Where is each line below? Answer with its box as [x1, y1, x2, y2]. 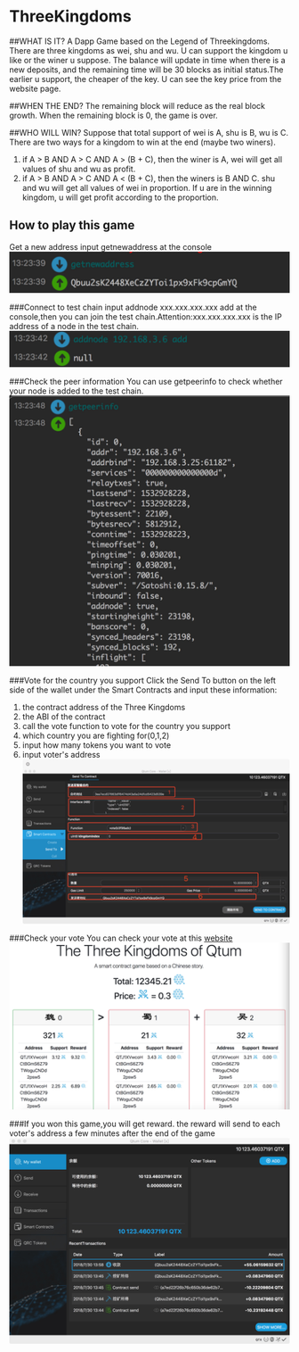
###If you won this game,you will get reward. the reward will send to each [9, 1118, 280, 1129]
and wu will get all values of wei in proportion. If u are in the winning [21, 182, 272, 193]
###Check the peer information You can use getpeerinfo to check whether [9, 377, 283, 387]
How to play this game [9, 218, 135, 233]
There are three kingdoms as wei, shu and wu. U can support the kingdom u [9, 45, 288, 55]
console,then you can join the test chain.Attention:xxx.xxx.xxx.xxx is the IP [9, 311, 282, 322]
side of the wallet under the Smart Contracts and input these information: [9, 684, 278, 695]
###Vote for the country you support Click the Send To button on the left [9, 676, 276, 686]
